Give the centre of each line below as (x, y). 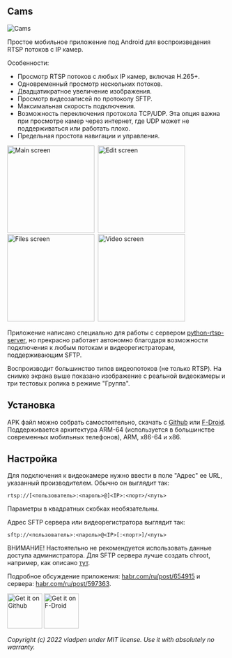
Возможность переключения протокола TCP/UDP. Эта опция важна (119, 113)
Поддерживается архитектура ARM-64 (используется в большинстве (111, 430)
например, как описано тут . (49, 563)
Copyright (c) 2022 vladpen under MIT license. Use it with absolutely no (111, 640)
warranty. (21, 647)
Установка (31, 405)
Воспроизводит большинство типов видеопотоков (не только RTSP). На (114, 368)
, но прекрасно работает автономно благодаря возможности (117, 340)
